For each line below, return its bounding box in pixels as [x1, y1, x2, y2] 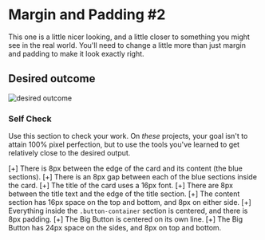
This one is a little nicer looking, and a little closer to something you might [8, 32, 250, 41]
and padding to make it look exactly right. [8, 49, 145, 58]
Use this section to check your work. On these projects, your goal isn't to [8, 132, 248, 141]
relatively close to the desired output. [8, 148, 131, 158]
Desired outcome [8, 72, 96, 85]
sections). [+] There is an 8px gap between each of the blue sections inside [8, 172, 258, 182]
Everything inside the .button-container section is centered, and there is [8, 206, 248, 216]
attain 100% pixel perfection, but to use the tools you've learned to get [8, 140, 240, 149]
